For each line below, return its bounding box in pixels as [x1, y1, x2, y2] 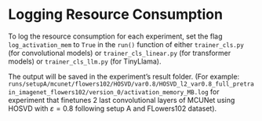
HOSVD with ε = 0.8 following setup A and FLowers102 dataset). [8, 104, 217, 113]
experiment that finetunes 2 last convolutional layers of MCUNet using [8, 95, 235, 104]
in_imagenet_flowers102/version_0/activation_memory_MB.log [8, 88, 209, 96]
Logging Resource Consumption [8, 5, 224, 24]
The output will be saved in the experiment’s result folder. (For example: [8, 71, 240, 81]
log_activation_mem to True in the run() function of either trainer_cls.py [8, 39, 245, 49]
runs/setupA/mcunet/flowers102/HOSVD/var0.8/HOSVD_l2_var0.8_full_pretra [8, 80, 255, 88]
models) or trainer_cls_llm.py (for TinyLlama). [8, 57, 162, 66]
